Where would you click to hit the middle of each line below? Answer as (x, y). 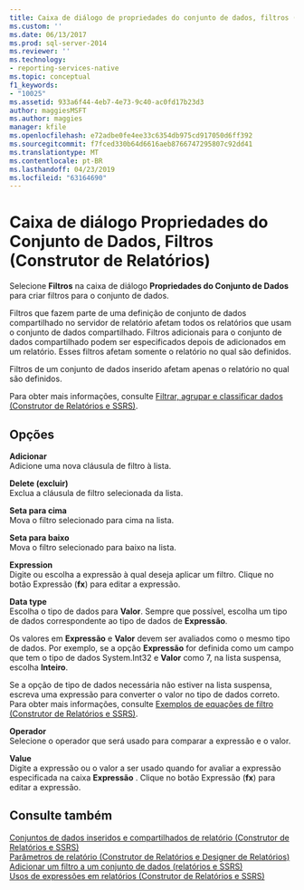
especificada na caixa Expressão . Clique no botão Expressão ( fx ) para (142, 778)
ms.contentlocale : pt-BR (56, 161)
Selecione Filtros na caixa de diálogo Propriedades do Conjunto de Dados (149, 286)
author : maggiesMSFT (48, 110)
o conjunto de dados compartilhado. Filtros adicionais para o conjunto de (146, 332)
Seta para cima (38, 511)
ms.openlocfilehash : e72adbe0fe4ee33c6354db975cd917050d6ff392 (131, 136)
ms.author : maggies (46, 119)
